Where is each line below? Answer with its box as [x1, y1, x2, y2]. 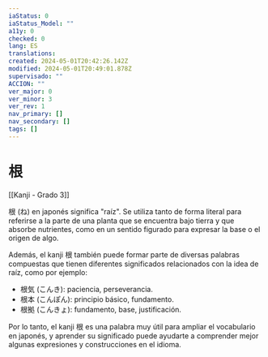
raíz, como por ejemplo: [8, 267, 87, 277]
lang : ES [8, 42, 38, 50]
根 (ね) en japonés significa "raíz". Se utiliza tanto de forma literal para [8, 206, 242, 216]
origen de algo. [8, 233, 59, 243]
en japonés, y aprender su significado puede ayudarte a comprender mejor [8, 330, 259, 341]
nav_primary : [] [8, 110, 63, 118]
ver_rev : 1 [8, 102, 45, 110]
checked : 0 [8, 34, 45, 43]
